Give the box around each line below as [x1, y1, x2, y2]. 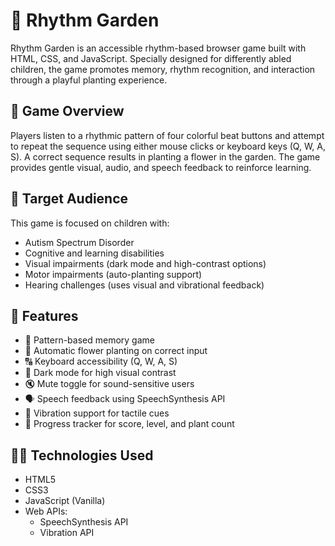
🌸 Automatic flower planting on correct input [24, 345, 208, 357]
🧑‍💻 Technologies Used [10, 447, 154, 464]
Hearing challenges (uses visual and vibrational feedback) [24, 279, 265, 291]
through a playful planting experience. [10, 74, 168, 86]
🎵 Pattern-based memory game [24, 334, 155, 346]
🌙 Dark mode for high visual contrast [24, 367, 177, 379]
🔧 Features [10, 307, 79, 324]
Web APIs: [24, 505, 68, 518]
